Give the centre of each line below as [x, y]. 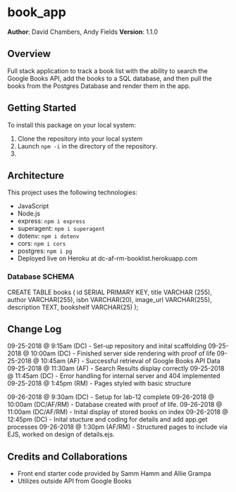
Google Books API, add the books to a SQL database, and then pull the [110, 78]
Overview [29, 54]
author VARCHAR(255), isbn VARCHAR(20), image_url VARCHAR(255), [110, 299]
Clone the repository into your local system [80, 139]
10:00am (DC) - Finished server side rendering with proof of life [123, 353]
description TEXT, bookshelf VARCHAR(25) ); [73, 307]
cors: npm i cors [42, 244]
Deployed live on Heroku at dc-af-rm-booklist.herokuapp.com [107, 258]
